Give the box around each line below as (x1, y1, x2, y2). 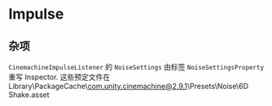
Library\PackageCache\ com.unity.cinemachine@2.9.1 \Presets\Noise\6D (8, 82, 249, 91)
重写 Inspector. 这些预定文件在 (8, 72, 111, 82)
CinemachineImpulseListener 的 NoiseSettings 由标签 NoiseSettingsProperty (8, 62, 265, 71)
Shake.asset (8, 90, 50, 100)
